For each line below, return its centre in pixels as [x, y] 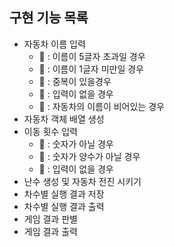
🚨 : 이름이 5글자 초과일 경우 [92, 56]
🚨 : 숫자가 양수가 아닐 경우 [89, 156]
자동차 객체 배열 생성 [64, 119]
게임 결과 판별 [50, 219]
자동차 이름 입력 [54, 44]
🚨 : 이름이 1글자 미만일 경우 [91, 69]
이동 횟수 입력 [50, 131]
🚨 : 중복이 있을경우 [75, 81]
